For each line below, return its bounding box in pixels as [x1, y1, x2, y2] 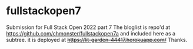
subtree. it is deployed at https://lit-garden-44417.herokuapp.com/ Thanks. [6, 36, 188, 43]
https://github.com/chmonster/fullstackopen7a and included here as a [6, 30, 175, 37]
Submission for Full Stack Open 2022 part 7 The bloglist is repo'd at [6, 24, 171, 31]
